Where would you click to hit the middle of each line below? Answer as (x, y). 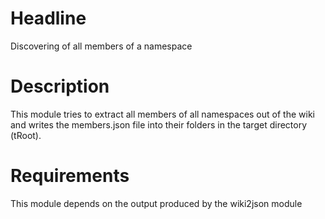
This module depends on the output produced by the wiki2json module (156, 203)
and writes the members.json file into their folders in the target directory (159, 124)
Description (60, 86)
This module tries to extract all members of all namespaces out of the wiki (162, 114)
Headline (48, 18)
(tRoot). (26, 135)
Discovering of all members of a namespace (101, 46)
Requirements (70, 176)
